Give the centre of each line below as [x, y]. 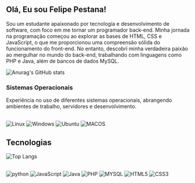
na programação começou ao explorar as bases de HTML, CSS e [84, 36]
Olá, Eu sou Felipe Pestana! [56, 10]
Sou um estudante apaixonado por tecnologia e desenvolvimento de [88, 23]
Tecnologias [29, 142]
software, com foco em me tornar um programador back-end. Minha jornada [98, 30]
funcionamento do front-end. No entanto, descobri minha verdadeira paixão [97, 49]
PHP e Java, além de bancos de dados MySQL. [63, 61]
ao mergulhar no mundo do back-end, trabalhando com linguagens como [94, 54]
